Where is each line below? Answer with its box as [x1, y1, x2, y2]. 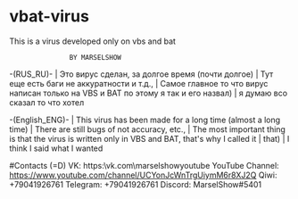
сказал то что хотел [9, 96, 85, 108]
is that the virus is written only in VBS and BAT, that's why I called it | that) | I [9, 133, 290, 144]
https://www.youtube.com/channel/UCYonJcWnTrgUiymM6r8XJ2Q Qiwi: [9, 170, 277, 180]
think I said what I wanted [9, 143, 103, 153]
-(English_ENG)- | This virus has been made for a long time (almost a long [9, 114, 281, 125]
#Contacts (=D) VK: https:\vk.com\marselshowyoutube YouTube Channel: [9, 160, 279, 170]
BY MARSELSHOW [69, 53, 122, 62]
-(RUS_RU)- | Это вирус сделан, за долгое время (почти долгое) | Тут [9, 69, 274, 79]
